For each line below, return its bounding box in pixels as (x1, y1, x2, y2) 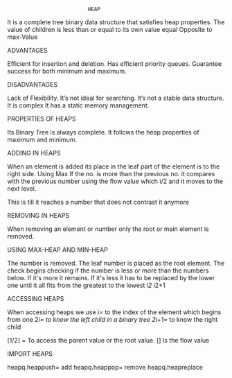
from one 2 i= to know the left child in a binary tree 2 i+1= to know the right (7, 316, 218, 323)
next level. (7, 184, 37, 193)
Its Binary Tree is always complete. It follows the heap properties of (7, 128, 199, 136)
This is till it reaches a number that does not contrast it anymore (7, 198, 189, 206)
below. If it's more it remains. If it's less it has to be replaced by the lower (7, 274, 215, 282)
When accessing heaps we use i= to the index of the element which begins (7, 308, 222, 316)
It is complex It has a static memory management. (7, 101, 150, 110)
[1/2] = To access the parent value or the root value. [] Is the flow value (7, 336, 210, 344)
